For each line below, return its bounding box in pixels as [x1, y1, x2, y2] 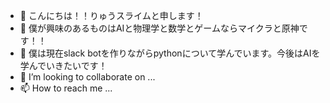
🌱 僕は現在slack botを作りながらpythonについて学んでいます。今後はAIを [19, 47, 321, 59]
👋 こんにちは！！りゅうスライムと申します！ [19, 10, 204, 21]
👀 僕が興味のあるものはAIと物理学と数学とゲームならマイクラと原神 [19, 22, 300, 34]
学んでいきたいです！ [19, 60, 108, 71]
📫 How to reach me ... [19, 82, 113, 94]
